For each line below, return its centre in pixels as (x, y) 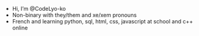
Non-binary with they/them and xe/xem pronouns (74, 15)
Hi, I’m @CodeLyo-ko (39, 9)
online (20, 28)
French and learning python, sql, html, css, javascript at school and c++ (103, 21)
